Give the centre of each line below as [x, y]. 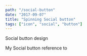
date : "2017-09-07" [26, 15]
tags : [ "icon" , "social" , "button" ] [44, 24]
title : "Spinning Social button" [40, 19]
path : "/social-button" [30, 10]
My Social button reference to [36, 48]
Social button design [27, 38]
